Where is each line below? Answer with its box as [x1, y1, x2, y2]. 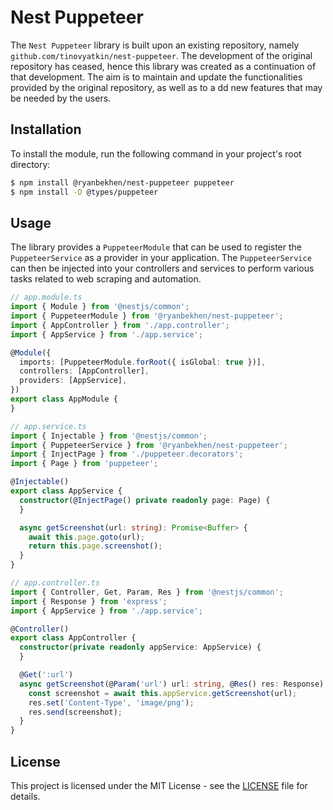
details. [10, 791, 41, 802]
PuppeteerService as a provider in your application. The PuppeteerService [10, 252, 312, 264]
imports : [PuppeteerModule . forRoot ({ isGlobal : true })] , [19, 357, 267, 367]
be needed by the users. [10, 92, 112, 104]
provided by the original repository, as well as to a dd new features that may [10, 81, 323, 93]
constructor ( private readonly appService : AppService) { [19, 642, 262, 653]
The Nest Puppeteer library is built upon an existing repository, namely [10, 39, 300, 51]
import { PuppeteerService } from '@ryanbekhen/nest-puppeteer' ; [10, 440, 288, 450]
